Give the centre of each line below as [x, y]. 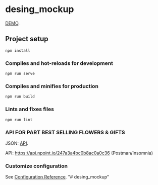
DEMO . [13, 23]
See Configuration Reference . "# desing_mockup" [57, 177]
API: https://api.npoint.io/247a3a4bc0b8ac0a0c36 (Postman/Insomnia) [79, 153]
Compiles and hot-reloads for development [59, 63]
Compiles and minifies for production [52, 86]
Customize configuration [37, 166]
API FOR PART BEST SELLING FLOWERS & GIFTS [65, 132]
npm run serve [20, 74]
